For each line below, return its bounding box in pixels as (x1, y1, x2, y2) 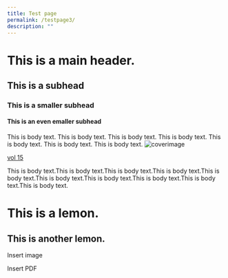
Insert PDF (7, 264, 37, 272)
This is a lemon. (7, 206, 99, 221)
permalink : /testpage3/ (7, 17, 76, 23)
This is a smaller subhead (7, 100, 94, 110)
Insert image (7, 251, 43, 259)
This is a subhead (7, 80, 85, 92)
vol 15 (7, 153, 24, 162)
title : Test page (7, 10, 57, 17)
